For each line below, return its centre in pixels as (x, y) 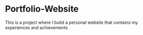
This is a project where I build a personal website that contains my (71, 22)
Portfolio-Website (42, 9)
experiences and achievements (37, 27)
